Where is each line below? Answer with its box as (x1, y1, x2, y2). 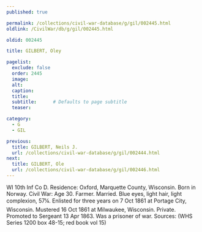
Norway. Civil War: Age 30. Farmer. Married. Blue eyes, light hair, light (6, 190, 182, 197)
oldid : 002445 (6, 37, 43, 43)
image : (12, 76, 29, 82)
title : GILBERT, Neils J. (12, 144, 78, 150)
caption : (12, 87, 34, 94)
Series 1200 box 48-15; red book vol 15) (6, 218, 107, 226)
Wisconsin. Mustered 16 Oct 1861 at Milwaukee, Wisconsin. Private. (6, 206, 176, 213)
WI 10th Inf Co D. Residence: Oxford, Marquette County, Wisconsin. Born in (6, 184, 196, 191)
